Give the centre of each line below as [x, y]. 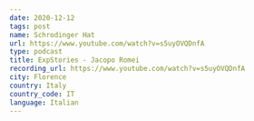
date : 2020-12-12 [42, 18]
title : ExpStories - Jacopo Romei [75, 60]
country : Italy [38, 86]
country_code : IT [42, 94]
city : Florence [38, 77]
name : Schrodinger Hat [52, 35]
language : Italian [44, 102]
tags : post [30, 26]
